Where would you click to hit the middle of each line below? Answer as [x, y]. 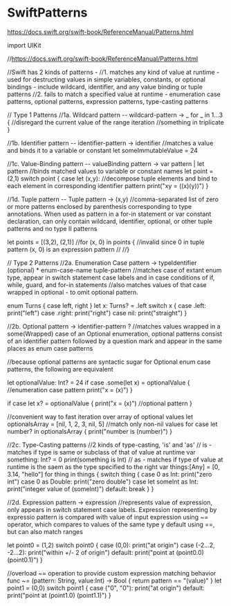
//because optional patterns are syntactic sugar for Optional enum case [109, 362]
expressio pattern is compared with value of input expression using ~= [108, 517]
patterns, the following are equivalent [61, 369]
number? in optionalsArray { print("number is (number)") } [90, 431]
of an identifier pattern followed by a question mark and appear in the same [115, 341]
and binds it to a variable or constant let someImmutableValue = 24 [103, 150]
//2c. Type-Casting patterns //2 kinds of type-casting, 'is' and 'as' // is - [110, 445]
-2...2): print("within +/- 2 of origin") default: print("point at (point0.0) [105, 552]
